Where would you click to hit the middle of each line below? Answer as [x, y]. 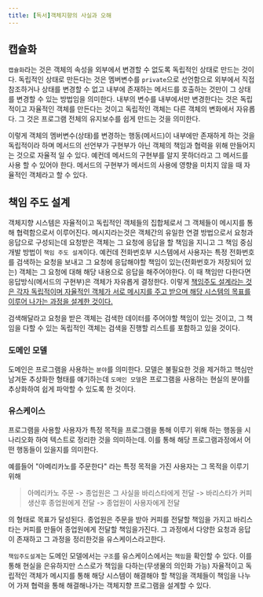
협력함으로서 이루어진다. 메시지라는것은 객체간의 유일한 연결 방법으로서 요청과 [135, 232]
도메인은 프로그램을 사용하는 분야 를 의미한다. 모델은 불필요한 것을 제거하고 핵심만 [131, 369]
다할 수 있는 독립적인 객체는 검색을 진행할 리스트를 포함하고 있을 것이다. [131, 328]
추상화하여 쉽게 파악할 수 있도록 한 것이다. [72, 389]
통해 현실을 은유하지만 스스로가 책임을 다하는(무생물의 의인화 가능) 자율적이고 [126, 565]
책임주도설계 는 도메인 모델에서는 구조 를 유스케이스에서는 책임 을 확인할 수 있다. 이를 [130, 555]
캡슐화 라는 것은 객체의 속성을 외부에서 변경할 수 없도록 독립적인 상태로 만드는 [124, 70]
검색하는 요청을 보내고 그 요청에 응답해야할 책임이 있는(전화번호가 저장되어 [130, 262]
